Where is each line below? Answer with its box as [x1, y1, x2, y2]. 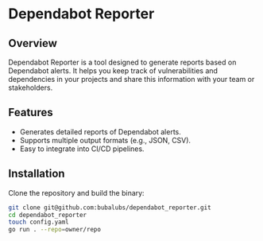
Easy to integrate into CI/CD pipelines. [19, 144, 145, 154]
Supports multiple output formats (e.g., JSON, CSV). [19, 135, 191, 145]
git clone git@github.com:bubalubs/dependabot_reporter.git [8, 204, 212, 212]
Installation [8, 167, 65, 181]
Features [8, 106, 53, 119]
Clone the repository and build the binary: [8, 188, 145, 197]
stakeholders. [8, 83, 53, 92]
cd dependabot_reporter [8, 211, 87, 219]
